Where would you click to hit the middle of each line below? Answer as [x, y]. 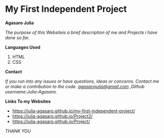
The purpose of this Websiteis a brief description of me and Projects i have [81, 32]
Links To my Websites [28, 101]
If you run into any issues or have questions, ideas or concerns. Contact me [82, 81]
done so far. [17, 38]
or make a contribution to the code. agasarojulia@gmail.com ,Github [75, 86]
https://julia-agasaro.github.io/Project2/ [52, 116]
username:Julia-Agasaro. [31, 92]
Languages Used [23, 47]
